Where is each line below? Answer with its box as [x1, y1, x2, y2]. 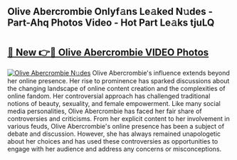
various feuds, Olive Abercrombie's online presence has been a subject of [7, 122, 225, 130]
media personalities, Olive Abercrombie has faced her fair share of [7, 107, 203, 115]
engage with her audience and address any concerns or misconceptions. [7, 145, 222, 153]
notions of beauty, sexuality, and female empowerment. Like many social [7, 100, 221, 107]
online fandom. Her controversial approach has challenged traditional [7, 92, 211, 100]
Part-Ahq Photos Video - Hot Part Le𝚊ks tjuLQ [7, 17, 215, 29]
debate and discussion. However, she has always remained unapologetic [7, 129, 221, 138]
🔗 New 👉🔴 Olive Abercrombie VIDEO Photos [7, 46, 209, 58]
